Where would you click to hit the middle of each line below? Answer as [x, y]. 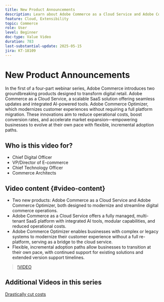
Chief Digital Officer [32, 157]
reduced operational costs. [39, 226]
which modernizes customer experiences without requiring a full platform [79, 109]
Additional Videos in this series [53, 282]
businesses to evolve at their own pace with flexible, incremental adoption [80, 125]
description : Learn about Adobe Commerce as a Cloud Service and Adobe [79, 14]
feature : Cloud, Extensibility [37, 19]
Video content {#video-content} [55, 189]
